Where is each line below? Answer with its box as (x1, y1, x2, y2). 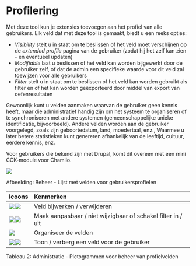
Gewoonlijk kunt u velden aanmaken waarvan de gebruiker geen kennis (6, 101, 178, 108)
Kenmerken (34, 192, 67, 201)
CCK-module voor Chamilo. (6, 156, 72, 163)
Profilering (6, 4, 59, 17)
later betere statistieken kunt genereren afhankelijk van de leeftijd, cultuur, (6, 132, 185, 139)
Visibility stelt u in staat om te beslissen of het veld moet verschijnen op (14, 41, 187, 48)
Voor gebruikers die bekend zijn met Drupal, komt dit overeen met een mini (6, 150, 186, 157)
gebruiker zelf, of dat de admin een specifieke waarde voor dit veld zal (14, 65, 184, 72)
